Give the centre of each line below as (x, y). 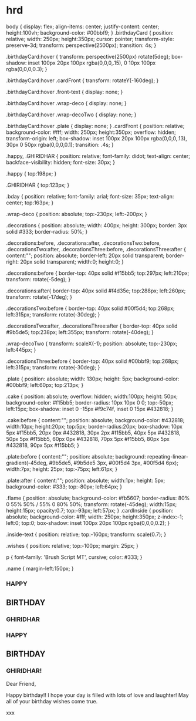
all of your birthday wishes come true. (52, 701)
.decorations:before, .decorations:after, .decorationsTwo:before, (84, 243)
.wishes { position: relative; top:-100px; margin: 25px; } (72, 545)
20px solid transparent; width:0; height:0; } (72, 261)
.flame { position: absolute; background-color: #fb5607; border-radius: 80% (98, 498)
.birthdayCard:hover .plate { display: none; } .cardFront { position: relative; (95, 126)
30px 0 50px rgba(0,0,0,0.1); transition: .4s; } (60, 144)
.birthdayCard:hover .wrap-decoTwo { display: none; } (71, 114)
